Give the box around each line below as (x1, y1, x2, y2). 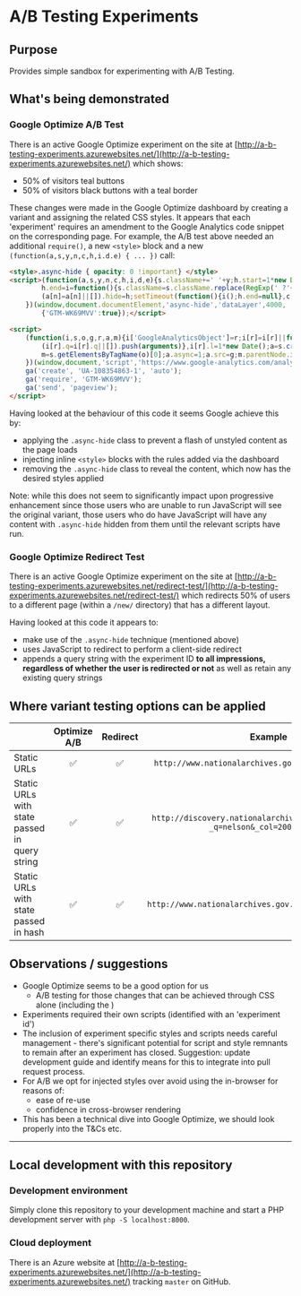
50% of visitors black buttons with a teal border (21, 185, 199, 195)
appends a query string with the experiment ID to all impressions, (21, 653, 266, 664)
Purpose (9, 42, 58, 57)
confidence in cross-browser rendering (35, 1104, 182, 1115)
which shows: (133, 158, 184, 168)
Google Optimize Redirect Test (9, 550, 145, 563)
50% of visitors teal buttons (21, 175, 125, 186)
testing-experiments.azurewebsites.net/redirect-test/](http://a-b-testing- (9, 581, 279, 592)
